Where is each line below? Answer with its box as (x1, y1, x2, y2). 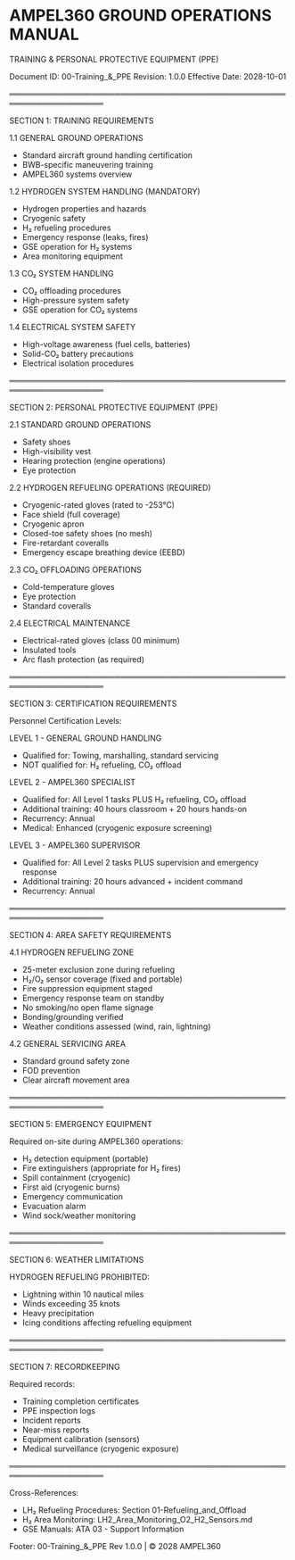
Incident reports (21, 1415, 82, 1425)
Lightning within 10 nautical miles (21, 1289, 144, 1299)
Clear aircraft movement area (21, 1075, 130, 1085)
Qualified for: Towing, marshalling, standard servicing (21, 750, 219, 760)
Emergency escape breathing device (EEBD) (21, 546, 185, 558)
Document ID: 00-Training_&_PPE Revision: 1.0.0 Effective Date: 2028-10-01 (9, 71, 287, 81)
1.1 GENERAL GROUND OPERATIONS (9, 132, 144, 143)
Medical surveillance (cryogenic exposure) (21, 1443, 180, 1454)
